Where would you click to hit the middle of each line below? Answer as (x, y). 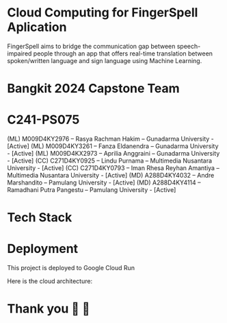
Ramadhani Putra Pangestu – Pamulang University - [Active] (92, 190)
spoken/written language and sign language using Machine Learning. (105, 60)
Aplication (37, 27)
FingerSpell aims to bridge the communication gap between (91, 46)
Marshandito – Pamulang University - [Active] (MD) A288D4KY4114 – (104, 182)
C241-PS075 (43, 120)
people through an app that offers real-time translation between (123, 53)
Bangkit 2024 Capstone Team (93, 89)
